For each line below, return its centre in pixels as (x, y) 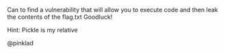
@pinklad (21, 43)
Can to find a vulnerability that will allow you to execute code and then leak (113, 10)
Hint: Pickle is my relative (42, 30)
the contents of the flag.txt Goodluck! (60, 17)
